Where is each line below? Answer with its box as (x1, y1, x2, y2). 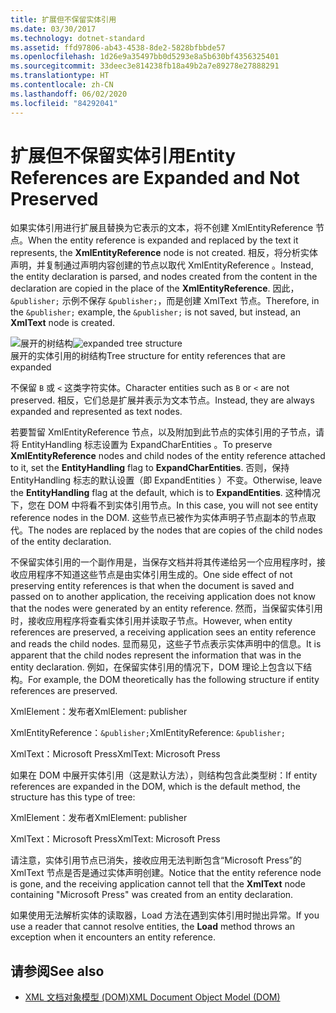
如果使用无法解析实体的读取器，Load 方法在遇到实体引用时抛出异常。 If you (10, 909, 320, 921)
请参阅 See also (10, 962, 105, 980)
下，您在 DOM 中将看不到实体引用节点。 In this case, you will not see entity (10, 499, 319, 511)
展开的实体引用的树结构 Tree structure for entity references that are (10, 350, 286, 362)
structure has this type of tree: (10, 791, 136, 803)
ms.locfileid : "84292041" (10, 98, 118, 108)
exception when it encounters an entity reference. (10, 931, 217, 943)
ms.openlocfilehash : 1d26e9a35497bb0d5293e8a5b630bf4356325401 (10, 52, 280, 62)
